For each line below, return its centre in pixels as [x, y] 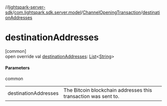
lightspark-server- [27, 7]
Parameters [17, 68]
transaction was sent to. [91, 97]
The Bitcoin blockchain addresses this [108, 90]
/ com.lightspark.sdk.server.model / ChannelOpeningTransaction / [77, 12]
